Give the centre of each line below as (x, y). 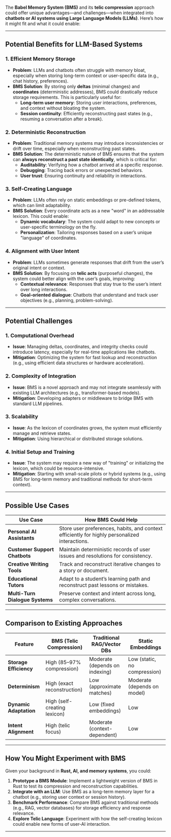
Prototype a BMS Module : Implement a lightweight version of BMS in (85, 780)
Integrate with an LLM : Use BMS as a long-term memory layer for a (83, 791)
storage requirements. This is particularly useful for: (67, 97)
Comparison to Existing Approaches (64, 624)
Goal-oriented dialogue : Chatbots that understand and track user (89, 295)
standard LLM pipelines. (38, 403)
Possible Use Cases (37, 505)
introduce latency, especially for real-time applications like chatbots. (84, 352)
